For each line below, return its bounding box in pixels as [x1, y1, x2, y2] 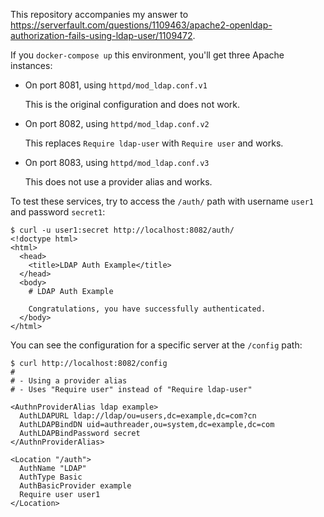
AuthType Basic [19, 472, 83, 482]
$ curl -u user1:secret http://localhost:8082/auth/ [10, 225, 235, 235]
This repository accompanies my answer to [10, 9, 189, 20]
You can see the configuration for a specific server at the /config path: [10, 339, 303, 351]
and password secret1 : [10, 206, 106, 218]
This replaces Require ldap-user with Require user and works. [24, 137, 284, 149]
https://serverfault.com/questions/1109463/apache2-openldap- [10, 19, 273, 31]
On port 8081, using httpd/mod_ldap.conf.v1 [24, 79, 208, 91]
